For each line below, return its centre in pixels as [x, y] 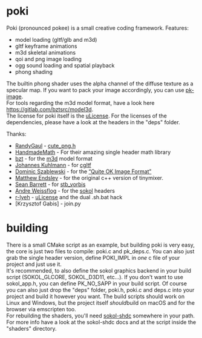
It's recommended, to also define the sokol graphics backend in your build [99, 270]
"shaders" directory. [31, 328]
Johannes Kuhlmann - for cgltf [53, 165]
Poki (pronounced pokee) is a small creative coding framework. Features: [98, 28]
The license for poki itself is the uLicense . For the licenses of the [87, 116]
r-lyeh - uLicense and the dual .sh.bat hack [69, 197]
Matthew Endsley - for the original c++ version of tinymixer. [89, 177]
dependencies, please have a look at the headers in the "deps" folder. [93, 122]
